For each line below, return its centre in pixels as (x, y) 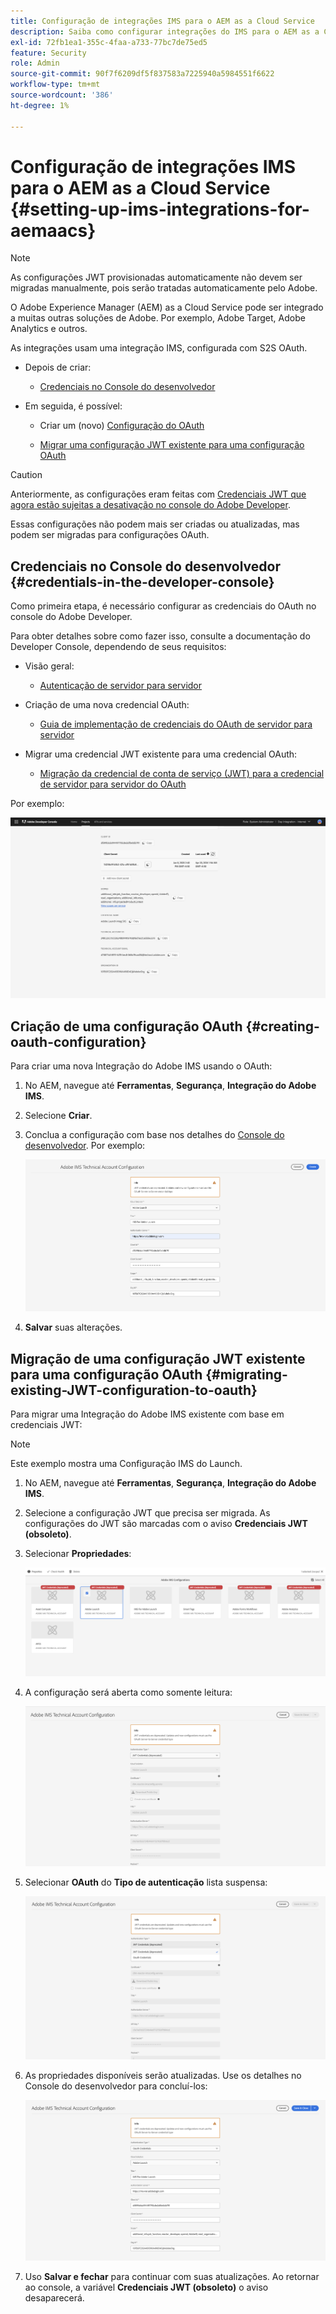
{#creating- (282, 1026)
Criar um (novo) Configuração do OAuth (122, 426)
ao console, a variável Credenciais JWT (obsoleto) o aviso (146, 2287)
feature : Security (48, 53)
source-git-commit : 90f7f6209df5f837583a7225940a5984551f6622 (142, 74)
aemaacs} (53, 230)
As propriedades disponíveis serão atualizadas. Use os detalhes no (163, 2075)
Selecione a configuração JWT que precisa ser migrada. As (147, 1512)
